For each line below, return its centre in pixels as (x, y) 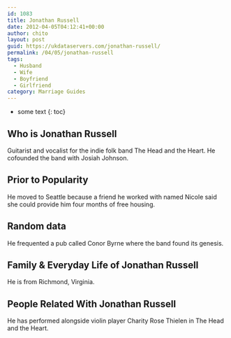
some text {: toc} (42, 112)
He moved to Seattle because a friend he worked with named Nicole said (112, 197)
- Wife (23, 72)
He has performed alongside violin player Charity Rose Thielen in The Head (116, 321)
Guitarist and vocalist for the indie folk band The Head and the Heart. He (111, 150)
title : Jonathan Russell (43, 20)
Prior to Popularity (48, 180)
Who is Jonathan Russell (62, 134)
